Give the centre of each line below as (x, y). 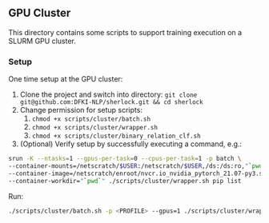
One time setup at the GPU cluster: (66, 79)
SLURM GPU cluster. (42, 41)
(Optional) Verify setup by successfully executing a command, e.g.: (131, 144)
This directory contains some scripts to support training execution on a (125, 32)
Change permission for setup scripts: (81, 110)
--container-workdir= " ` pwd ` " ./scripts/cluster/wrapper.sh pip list (125, 181)
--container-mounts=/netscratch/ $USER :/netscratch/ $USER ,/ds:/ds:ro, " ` (130, 166)
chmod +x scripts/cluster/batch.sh (91, 119)
